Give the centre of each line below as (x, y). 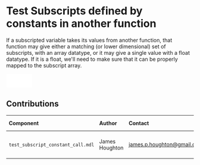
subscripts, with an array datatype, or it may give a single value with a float (98, 52)
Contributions (32, 104)
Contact (139, 123)
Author (108, 123)
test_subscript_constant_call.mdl (51, 145)
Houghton (111, 148)
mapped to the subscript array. (44, 65)
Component (24, 123)
